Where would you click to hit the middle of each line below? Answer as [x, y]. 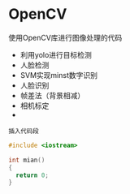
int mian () [27, 160]
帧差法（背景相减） [52, 95]
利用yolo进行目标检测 [56, 54]
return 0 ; [32, 175]
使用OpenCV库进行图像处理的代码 [65, 37]
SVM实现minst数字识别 [58, 75]
